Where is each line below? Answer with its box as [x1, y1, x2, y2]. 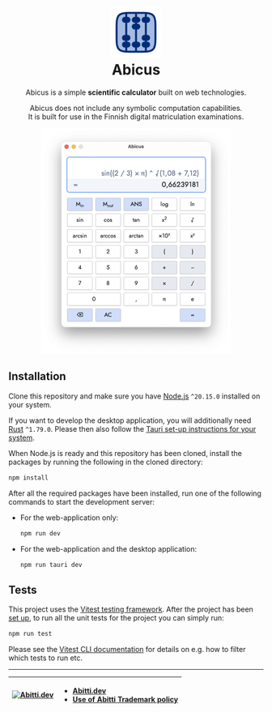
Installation [8, 369, 66, 383]
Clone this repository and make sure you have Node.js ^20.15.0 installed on [8, 391, 261, 401]
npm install [8, 473, 49, 482]
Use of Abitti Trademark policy [72, 694, 179, 704]
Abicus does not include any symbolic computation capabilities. [29, 103, 243, 113]
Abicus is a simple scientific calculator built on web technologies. [25, 87, 247, 97]
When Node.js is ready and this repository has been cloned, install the [8, 448, 243, 458]
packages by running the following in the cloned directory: [8, 457, 203, 467]
